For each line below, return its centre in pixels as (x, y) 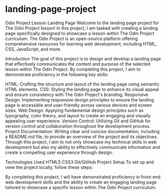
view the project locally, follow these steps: (49, 167)
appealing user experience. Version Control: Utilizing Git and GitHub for (78, 121)
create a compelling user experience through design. (59, 152)
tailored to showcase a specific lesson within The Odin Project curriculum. (81, 187)
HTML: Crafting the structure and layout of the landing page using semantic (82, 84)
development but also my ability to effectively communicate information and (83, 147)
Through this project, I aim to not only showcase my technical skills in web (81, 142)
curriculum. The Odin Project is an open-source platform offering (71, 39)
